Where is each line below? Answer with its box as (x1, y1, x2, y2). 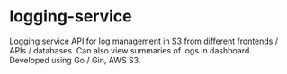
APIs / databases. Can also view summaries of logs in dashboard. (9, 45, 252, 55)
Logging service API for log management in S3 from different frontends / (9, 36, 279, 46)
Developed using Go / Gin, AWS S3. (9, 54, 141, 65)
